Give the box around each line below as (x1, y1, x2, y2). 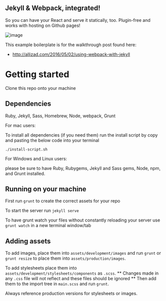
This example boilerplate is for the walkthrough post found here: (5, 42, 137, 48)
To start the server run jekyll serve (5, 208, 79, 214)
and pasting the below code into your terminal (5, 137, 99, 143)
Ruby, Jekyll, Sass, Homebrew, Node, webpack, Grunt (5, 113, 116, 119)
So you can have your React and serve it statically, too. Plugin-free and (5, 17, 151, 23)
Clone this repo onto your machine (5, 85, 76, 91)
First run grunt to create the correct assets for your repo (5, 198, 120, 204)
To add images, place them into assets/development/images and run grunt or (5, 250, 162, 256)
